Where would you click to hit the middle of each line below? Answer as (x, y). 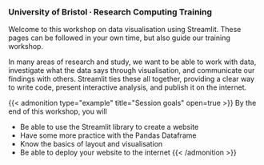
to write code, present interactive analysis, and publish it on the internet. (128, 87)
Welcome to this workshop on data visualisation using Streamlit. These (125, 30)
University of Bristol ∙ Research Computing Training (110, 12)
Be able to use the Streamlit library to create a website (109, 127)
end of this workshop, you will (58, 111)
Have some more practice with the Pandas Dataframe (108, 135)
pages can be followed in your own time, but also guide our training (119, 38)
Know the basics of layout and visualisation (91, 144)
